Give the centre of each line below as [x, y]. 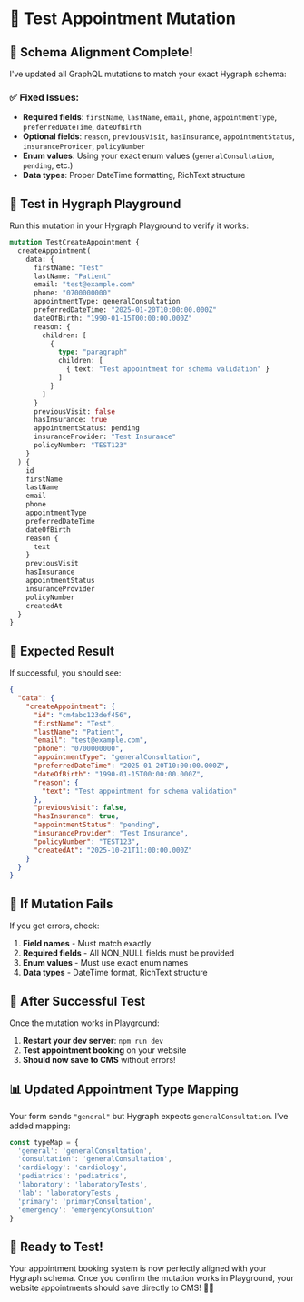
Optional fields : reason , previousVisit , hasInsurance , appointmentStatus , [158, 136]
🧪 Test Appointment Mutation [123, 19]
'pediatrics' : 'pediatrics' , [73, 1177]
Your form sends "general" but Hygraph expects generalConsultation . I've [149, 1116]
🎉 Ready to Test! [57, 1246]
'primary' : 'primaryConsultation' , [85, 1201]
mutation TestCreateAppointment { [75, 243]
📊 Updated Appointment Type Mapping [124, 1090]
